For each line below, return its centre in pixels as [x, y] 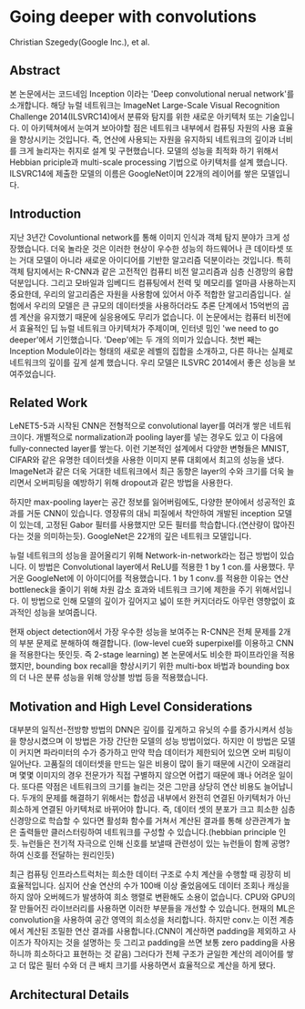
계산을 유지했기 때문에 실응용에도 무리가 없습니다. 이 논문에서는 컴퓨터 [142, 317]
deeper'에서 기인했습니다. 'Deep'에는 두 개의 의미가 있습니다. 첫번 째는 [136, 340]
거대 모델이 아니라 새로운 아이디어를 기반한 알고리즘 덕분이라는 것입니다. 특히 [155, 260]
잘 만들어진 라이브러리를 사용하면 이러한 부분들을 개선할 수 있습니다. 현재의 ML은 [152, 909]
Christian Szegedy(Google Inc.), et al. [80, 42]
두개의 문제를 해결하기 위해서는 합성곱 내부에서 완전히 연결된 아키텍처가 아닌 [156, 798]
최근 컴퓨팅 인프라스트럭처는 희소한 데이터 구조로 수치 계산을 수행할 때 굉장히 [146, 874]
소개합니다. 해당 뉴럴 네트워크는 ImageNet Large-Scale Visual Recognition [145, 105]
